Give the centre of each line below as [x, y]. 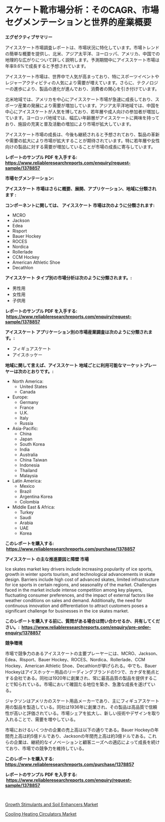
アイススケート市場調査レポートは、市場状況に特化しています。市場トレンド [82, 47]
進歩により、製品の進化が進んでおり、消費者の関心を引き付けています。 [86, 89]
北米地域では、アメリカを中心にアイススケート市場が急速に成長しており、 [80, 99]
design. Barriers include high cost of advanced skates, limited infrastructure [82, 579]
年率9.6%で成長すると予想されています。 [47, 66]
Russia [26, 423]
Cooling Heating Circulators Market [41, 814]
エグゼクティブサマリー [29, 37]
